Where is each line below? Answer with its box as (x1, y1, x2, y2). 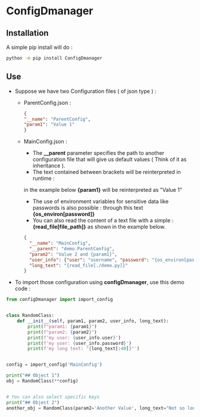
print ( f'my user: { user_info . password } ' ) (27, 340, 132, 346)
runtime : (32, 175, 55, 182)
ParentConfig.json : (23, 99, 71, 106)
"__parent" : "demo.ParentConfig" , (29, 245, 115, 251)
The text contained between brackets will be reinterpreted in (32, 169, 182, 176)
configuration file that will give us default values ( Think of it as (32, 156, 187, 163)
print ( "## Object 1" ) (6, 372, 60, 379)
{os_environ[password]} (32, 210, 95, 218)
